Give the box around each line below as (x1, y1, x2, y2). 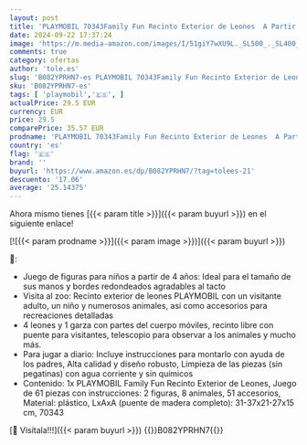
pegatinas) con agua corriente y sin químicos (22, 368, 194, 379)
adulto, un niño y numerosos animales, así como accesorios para (22, 301, 268, 312)
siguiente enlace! (9, 218, 74, 229)
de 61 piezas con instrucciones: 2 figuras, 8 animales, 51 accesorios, (22, 387, 281, 398)
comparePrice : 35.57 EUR (9, 124, 104, 133)
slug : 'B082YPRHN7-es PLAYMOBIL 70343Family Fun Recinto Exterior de (9, 73, 281, 82)
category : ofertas (9, 56, 79, 65)
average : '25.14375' (9, 184, 89, 193)
